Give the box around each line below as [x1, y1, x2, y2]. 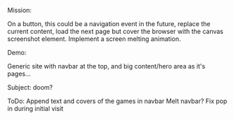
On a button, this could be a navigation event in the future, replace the [7, 20, 211, 28]
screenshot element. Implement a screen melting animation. [7, 35, 181, 43]
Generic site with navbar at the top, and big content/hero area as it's [7, 62, 206, 70]
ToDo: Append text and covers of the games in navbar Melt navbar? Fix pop [7, 97, 228, 105]
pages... [7, 70, 31, 78]
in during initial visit [7, 104, 63, 112]
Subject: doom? [7, 83, 53, 91]
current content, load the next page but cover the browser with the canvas [7, 28, 223, 35]
